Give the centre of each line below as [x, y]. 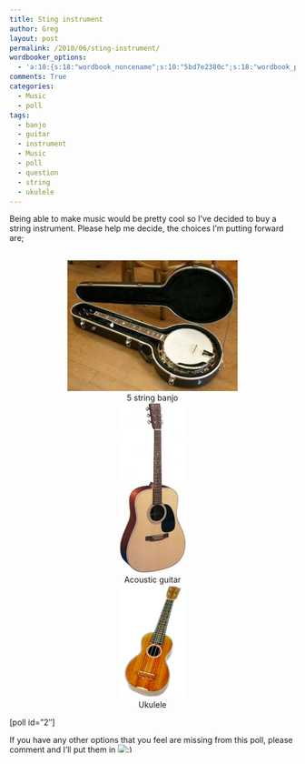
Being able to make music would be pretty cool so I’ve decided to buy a [143, 219]
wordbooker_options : [49, 58]
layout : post [34, 38]
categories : [32, 86]
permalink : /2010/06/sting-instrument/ [85, 48]
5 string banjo [152, 398]
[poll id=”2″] [33, 722]
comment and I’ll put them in [63, 749]
